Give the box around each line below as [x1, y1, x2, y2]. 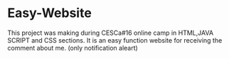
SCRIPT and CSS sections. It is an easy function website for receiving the [7, 36, 223, 44]
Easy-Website [7, 5, 92, 21]
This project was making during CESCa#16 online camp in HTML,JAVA [7, 28, 214, 37]
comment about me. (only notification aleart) [7, 43, 139, 52]
